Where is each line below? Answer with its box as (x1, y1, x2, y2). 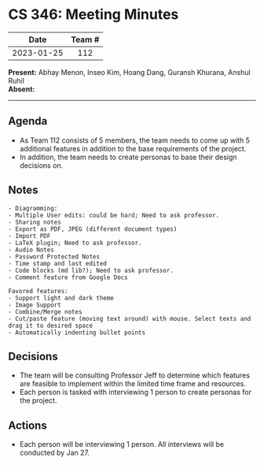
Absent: (8, 84, 35, 94)
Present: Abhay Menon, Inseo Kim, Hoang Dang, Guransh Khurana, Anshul (8, 67, 251, 76)
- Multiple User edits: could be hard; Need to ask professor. (8, 211, 220, 219)
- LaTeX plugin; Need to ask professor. (8, 239, 143, 247)
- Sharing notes (8, 218, 61, 226)
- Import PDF (8, 232, 51, 240)
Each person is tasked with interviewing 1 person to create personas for (19, 388, 251, 397)
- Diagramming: (8, 204, 58, 212)
